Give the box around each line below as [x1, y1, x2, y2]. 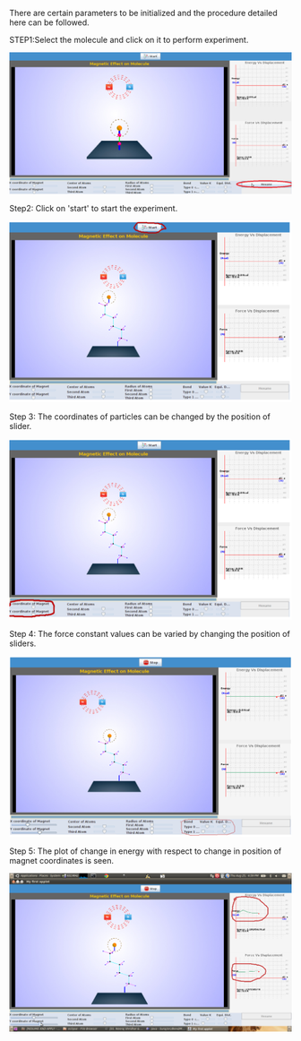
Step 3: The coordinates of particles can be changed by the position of [9, 411, 271, 422]
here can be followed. [9, 17, 90, 28]
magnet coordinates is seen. [9, 856, 115, 866]
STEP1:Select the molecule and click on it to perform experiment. [9, 35, 249, 45]
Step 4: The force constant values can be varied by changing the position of [9, 629, 291, 640]
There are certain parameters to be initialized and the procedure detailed [9, 8, 278, 18]
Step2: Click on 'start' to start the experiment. [9, 203, 178, 214]
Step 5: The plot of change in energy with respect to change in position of [9, 846, 282, 856]
